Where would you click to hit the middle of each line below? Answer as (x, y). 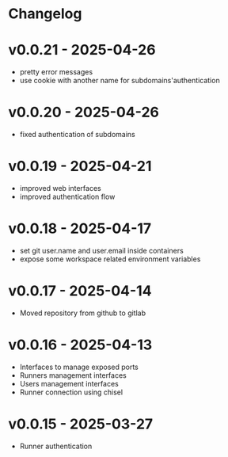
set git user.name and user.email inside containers (101, 250)
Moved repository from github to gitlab (83, 313)
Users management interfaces (69, 383)
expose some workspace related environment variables (110, 259)
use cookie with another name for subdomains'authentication (120, 81)
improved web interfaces (60, 188)
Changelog (45, 14)
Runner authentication (56, 446)
